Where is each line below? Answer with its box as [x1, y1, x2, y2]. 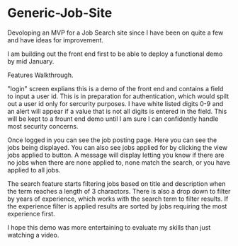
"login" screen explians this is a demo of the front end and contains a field [7, 84, 224, 93]
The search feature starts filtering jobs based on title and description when [7, 179, 226, 188]
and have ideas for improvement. [7, 35, 104, 44]
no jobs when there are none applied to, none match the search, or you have [7, 158, 230, 167]
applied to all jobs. [7, 165, 61, 174]
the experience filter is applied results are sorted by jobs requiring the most [7, 201, 227, 210]
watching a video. [7, 230, 59, 239]
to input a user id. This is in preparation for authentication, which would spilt [7, 92, 229, 100]
